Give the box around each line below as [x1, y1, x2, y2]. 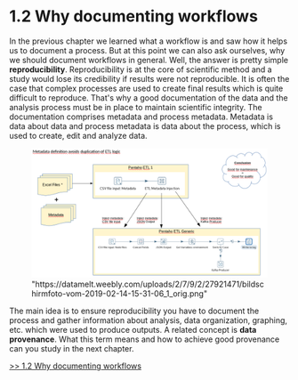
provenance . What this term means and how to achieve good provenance [9, 334, 280, 344]
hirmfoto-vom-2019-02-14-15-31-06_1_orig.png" [31, 288, 207, 299]
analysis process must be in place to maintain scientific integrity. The [9, 101, 262, 112]
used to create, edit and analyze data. [9, 130, 149, 141]
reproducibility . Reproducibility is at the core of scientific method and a [9, 64, 273, 75]
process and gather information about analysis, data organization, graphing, [9, 315, 287, 326]
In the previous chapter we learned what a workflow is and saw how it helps [9, 36, 287, 46]
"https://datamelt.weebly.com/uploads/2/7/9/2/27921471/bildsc [31, 279, 264, 290]
